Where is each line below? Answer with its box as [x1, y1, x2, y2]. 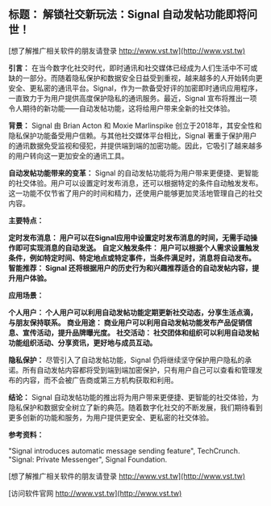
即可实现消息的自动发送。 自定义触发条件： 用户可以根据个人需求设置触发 [15, 242, 260, 252]
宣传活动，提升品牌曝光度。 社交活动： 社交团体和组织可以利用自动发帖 [22, 327, 260, 337]
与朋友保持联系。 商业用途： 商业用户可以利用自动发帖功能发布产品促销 [8, 318, 246, 327]
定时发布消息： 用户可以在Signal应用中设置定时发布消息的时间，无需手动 [8, 233, 251, 242]
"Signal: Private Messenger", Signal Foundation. [8, 454, 168, 464]
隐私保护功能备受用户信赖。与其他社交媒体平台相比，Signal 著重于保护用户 [8, 130, 257, 140]
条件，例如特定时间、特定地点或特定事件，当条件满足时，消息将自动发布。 [8, 253, 256, 263]
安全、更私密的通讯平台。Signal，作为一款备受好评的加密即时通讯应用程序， [8, 83, 262, 93]
